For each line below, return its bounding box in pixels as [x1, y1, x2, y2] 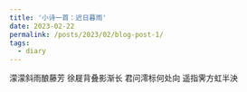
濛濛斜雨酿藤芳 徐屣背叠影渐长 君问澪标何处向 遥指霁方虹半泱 [9, 73, 238, 84]
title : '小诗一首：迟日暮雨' [9, 13, 107, 23]
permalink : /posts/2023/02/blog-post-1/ [9, 30, 165, 39]
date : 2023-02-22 [9, 22, 75, 31]
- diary [17, 47, 47, 56]
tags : [9, 38, 30, 48]
